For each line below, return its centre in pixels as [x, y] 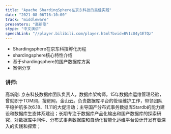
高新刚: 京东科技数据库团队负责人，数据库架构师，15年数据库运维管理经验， [84, 94]
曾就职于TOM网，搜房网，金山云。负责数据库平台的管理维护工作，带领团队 [84, 101]
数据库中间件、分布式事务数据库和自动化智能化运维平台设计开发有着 [90, 120]
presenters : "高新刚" [27, 24]
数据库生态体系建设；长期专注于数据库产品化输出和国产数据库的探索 [85, 114]
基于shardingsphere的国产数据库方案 [51, 61]
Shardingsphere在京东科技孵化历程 [49, 49]
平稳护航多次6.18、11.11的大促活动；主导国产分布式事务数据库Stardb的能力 [83, 107]
